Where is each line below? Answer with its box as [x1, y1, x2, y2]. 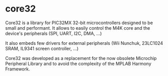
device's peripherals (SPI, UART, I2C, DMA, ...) [5, 30, 102, 36]
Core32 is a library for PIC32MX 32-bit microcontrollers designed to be [5, 20, 153, 26]
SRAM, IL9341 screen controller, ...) [5, 45, 79, 51]
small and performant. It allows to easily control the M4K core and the [5, 25, 150, 31]
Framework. [5, 66, 30, 72]
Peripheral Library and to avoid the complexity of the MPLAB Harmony [5, 60, 151, 66]
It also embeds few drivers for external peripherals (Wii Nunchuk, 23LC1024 [5, 40, 163, 46]
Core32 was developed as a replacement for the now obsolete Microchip [5, 55, 157, 61]
